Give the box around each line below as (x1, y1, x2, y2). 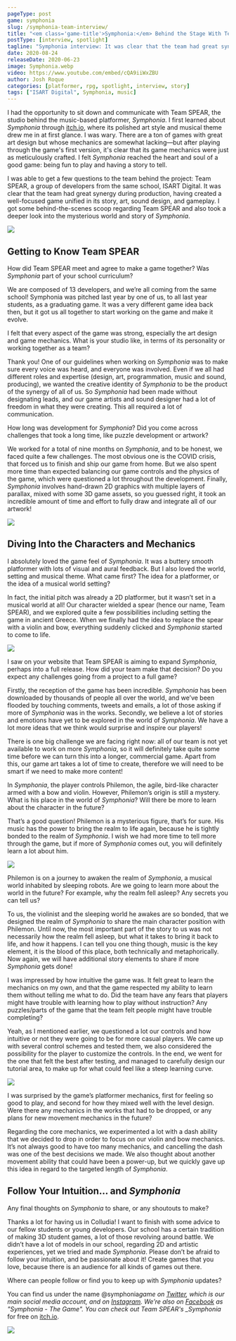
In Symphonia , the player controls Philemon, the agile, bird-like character (7, 780, 219, 789)
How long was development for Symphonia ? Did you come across (7, 424, 199, 432)
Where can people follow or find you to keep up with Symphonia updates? (7, 1276, 222, 1285)
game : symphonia (7, 17, 55, 24)
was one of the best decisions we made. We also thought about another (7, 1149, 216, 1158)
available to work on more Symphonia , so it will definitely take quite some (7, 744, 220, 753)
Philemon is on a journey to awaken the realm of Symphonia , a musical (7, 873, 212, 882)
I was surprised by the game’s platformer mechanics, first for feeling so (7, 1091, 214, 1099)
